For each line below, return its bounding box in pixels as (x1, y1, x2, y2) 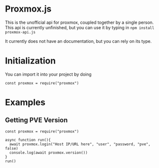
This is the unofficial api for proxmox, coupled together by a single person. (5, 19, 154, 25)
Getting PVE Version (5, 116, 68, 124)
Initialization (5, 55, 56, 67)
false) (5, 146, 18, 151)
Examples (5, 97, 46, 108)
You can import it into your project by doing (5, 71, 92, 77)
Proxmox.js (5, 3, 52, 15)
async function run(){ (5, 137, 51, 142)
